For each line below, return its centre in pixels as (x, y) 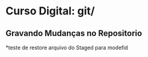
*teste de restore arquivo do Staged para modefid (67, 47)
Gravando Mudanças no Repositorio (74, 33)
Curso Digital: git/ (50, 11)
